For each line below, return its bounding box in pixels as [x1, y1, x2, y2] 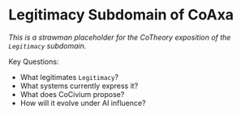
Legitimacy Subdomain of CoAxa [8, 6, 234, 24]
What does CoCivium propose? [19, 89, 125, 99]
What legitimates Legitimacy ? [19, 72, 119, 82]
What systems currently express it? [19, 81, 139, 91]
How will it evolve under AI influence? [19, 98, 146, 108]
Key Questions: [8, 57, 59, 66]
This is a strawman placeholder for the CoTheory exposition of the [8, 32, 231, 42]
